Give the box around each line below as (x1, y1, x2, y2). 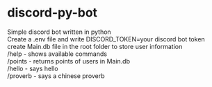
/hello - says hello (7, 64, 58, 72)
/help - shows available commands (7, 50, 108, 58)
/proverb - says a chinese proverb (7, 71, 106, 80)
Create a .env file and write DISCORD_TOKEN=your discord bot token (7, 35, 205, 43)
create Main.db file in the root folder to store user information (7, 42, 183, 50)
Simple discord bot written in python (7, 28, 111, 36)
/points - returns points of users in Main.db (7, 57, 131, 65)
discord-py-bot (7, 5, 98, 21)
